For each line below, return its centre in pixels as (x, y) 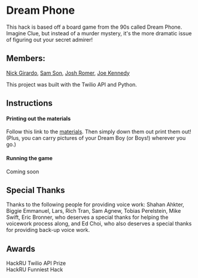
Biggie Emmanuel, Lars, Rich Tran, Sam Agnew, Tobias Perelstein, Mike (94, 211)
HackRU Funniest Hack (35, 270)
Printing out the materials (38, 118)
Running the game (29, 158)
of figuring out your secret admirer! (50, 39)
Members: (26, 58)
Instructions (29, 103)
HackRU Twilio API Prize (36, 263)
